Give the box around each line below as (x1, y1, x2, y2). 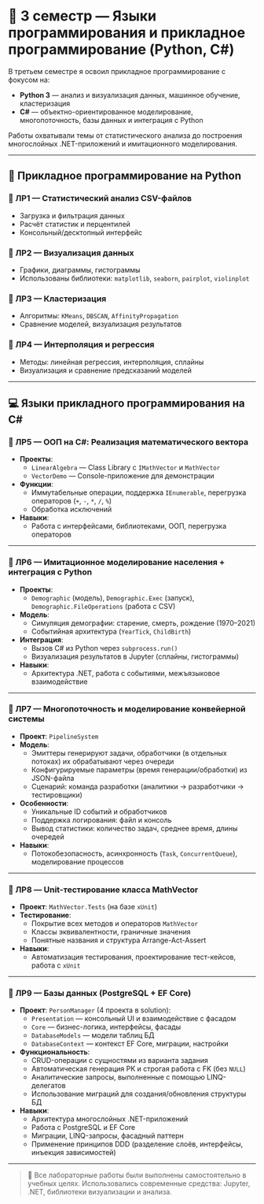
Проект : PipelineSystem (19, 731, 99, 741)
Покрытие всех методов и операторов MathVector (31, 919, 199, 928)
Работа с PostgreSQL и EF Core (31, 1123, 136, 1132)
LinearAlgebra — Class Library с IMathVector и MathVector (31, 463, 221, 472)
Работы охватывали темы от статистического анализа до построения (8, 130, 243, 140)
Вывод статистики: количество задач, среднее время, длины (31, 823, 238, 833)
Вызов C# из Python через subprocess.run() (31, 643, 178, 652)
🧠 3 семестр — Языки (8, 7, 157, 25)
